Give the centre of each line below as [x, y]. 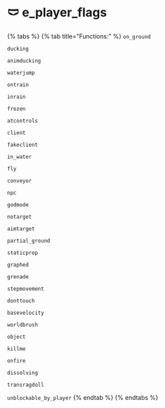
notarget [20, 217]
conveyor [20, 181]
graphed [18, 265]
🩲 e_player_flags [57, 13]
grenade [18, 277]
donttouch [21, 301]
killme [16, 349]
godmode [18, 205]
